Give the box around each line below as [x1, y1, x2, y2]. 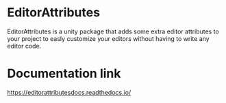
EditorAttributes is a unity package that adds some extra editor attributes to [7, 27, 219, 35]
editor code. [7, 42, 42, 50]
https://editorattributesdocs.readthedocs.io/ [7, 88, 131, 96]
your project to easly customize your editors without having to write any [7, 34, 210, 42]
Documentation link [7, 66, 121, 81]
